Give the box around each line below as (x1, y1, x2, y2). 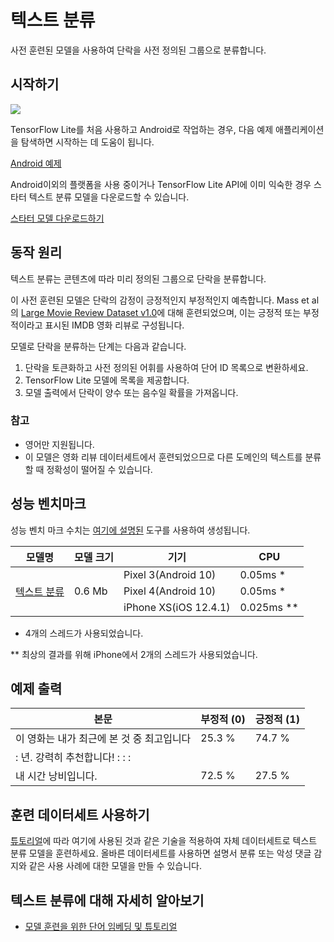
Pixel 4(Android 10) (123, 584, 217, 598)
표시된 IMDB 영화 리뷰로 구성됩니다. (44, 319, 185, 331)
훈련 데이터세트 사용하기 (10, 806, 150, 823)
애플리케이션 (275, 123, 325, 135)
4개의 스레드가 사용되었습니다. (24, 627, 144, 639)
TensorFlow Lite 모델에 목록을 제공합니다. (24, 374, 190, 386)
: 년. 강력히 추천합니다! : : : (15, 751, 132, 765)
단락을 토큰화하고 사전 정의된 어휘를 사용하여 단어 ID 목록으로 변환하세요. (24, 361, 309, 373)
